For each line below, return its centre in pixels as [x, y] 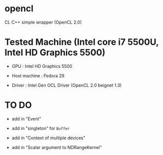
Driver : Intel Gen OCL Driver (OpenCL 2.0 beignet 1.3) [66, 85]
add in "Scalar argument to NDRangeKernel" [57, 147]
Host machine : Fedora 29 [38, 76]
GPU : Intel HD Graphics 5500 [42, 66]
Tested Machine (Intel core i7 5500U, [81, 42]
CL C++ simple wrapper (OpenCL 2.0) [43, 22]
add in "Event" [26, 119]
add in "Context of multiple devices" [49, 138]
